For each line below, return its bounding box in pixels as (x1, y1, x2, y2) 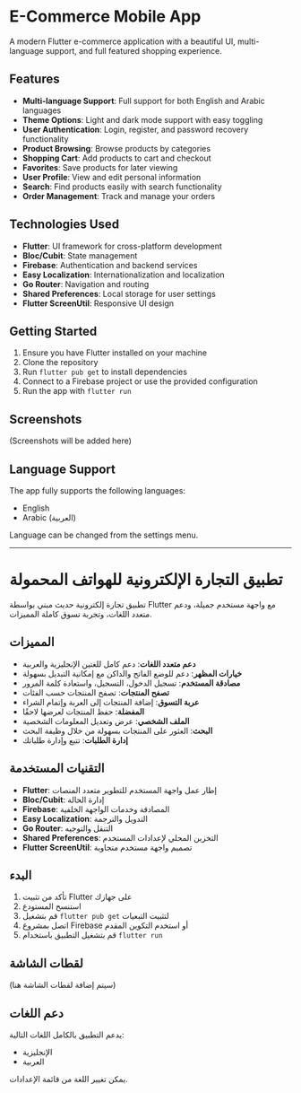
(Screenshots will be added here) (9, 435, 133, 446)
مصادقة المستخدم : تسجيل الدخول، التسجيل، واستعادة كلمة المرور (21, 678, 241, 688)
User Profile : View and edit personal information (21, 171, 202, 182)
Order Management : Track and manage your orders (21, 190, 216, 201)
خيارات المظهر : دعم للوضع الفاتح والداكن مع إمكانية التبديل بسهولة (21, 668, 243, 678)
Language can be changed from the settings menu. (9, 529, 199, 540)
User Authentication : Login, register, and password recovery (21, 124, 249, 135)
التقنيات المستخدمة (9, 761, 105, 776)
